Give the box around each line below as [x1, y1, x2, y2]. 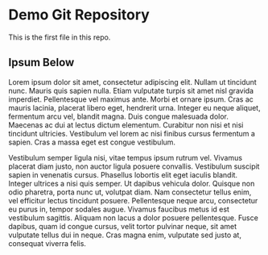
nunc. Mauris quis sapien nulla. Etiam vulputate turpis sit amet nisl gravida [8, 86, 254, 95]
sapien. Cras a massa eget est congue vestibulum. [8, 137, 175, 147]
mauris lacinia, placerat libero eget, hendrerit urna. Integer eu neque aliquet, [8, 102, 261, 112]
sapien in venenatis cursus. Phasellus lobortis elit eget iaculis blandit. [8, 169, 238, 179]
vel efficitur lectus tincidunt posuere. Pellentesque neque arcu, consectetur [8, 195, 258, 205]
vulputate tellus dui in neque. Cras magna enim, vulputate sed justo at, [8, 230, 241, 240]
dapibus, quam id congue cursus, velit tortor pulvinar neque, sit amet [8, 221, 237, 231]
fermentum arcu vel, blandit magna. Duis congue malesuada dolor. [8, 111, 229, 121]
